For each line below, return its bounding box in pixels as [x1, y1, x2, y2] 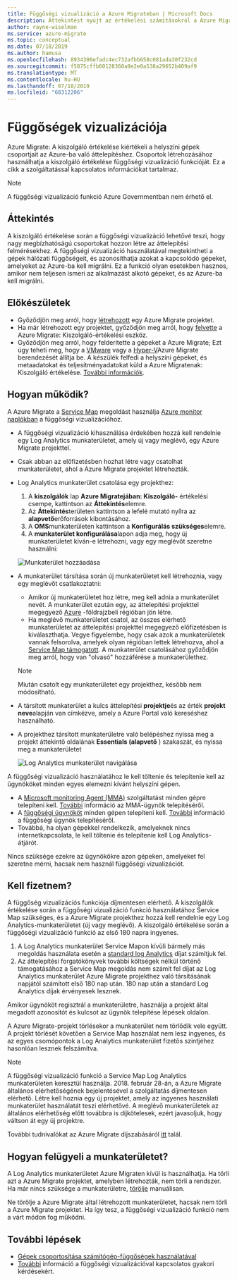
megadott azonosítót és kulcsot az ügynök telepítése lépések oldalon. [7, 1008, 210, 1017]
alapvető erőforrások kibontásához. [28, 514, 131, 522]
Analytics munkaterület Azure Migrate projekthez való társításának [17, 972, 212, 981]
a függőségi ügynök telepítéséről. [17, 816, 116, 824]
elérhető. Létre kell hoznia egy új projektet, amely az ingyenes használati [7, 1094, 219, 1103]
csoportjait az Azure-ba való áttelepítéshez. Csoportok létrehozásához [7, 150, 213, 159]
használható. [17, 716, 55, 725]
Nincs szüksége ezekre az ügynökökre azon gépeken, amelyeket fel [7, 852, 205, 860]
